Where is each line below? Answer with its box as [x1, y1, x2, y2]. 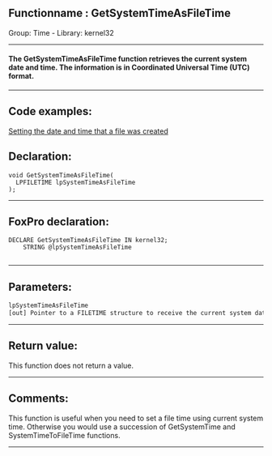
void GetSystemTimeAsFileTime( [8, 171, 114, 179]
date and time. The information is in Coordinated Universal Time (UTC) [8, 62, 250, 72]
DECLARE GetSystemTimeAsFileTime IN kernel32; [8, 237, 168, 245]
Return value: [8, 339, 79, 353]
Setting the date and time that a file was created [8, 126, 168, 136]
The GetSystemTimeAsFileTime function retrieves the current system [8, 54, 248, 64]
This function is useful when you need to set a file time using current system [8, 413, 264, 423]
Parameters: [8, 279, 72, 294]
